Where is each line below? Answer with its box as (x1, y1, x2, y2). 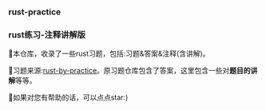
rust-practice (8, 6, 62, 18)
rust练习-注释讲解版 (8, 29, 86, 40)
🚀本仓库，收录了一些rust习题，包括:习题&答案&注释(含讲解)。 (8, 49, 210, 58)
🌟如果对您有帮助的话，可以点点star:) (8, 92, 129, 102)
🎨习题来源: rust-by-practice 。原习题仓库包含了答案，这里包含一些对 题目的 (8, 66, 251, 76)
